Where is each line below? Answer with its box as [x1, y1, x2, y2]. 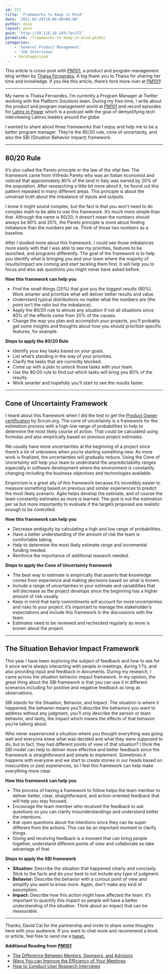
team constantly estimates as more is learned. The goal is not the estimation [5, 496, 162, 502]
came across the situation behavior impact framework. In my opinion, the [5, 674, 156, 680]
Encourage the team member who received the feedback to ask [12, 803, 144, 809]
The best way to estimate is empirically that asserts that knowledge [12, 572, 151, 578]
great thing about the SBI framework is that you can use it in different [5, 679, 147, 685]
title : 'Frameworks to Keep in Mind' [5, 12, 84, 17]
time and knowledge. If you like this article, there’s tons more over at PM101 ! [5, 78, 161, 84]
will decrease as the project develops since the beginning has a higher [12, 588, 158, 594]
